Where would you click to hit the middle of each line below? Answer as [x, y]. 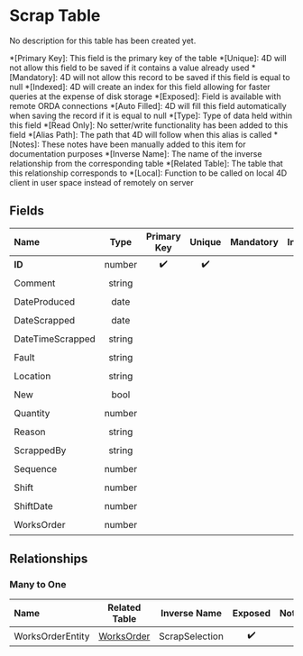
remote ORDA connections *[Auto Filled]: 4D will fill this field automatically [148, 105]
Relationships [49, 559]
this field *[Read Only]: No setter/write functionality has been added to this [149, 125]
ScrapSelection [191, 636]
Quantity [32, 414]
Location [32, 377]
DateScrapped [45, 321]
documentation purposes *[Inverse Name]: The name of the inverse [136, 153]
